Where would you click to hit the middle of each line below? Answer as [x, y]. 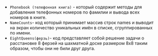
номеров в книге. [28, 17]
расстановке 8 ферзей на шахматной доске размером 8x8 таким [79, 43]
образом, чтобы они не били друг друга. [52, 48]
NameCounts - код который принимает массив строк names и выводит [82, 22]
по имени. [20, 33]
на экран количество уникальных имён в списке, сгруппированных [81, 28]
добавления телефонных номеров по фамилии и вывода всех [75, 12]
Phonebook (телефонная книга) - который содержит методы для [76, 7]
